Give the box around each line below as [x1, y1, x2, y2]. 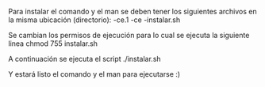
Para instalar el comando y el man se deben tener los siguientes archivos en [8, 7, 257, 16]
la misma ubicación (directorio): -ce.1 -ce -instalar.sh [8, 15, 181, 25]
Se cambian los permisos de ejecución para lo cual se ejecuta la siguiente [8, 31, 250, 40]
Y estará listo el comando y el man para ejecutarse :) [8, 70, 181, 78]
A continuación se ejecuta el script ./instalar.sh [8, 55, 161, 63]
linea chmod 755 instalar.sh [8, 39, 98, 48]
